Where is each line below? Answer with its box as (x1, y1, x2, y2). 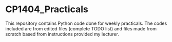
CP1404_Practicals (5, 4, 88, 15)
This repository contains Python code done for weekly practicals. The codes (5, 20, 167, 26)
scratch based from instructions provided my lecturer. (5, 31, 119, 37)
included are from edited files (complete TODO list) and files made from (5, 25, 157, 31)
